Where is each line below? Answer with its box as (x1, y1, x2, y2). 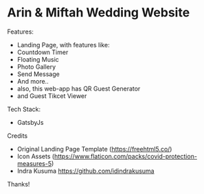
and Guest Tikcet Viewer (16, 91, 87, 100)
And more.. (16, 77, 49, 85)
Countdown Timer (16, 48, 69, 56)
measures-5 (16, 159, 52, 167)
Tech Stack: (7, 105, 41, 113)
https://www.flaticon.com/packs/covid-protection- (54, 152, 198, 160)
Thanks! (7, 180, 30, 188)
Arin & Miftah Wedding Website (7, 5, 190, 21)
